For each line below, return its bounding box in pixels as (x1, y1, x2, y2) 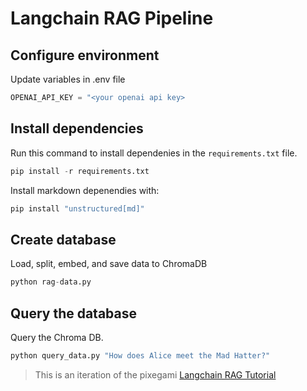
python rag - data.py (10, 277, 92, 287)
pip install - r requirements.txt (10, 166, 150, 176)
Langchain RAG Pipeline (10, 7, 214, 30)
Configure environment (10, 47, 160, 64)
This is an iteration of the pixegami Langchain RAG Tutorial (34, 368, 277, 381)
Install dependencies (10, 120, 144, 137)
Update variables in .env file (10, 73, 126, 85)
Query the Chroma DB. (10, 331, 104, 343)
